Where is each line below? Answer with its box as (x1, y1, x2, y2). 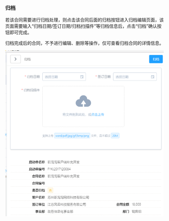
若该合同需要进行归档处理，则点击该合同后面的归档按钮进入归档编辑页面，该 (5, 17, 164, 23)
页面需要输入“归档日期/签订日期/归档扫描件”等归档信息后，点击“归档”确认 (5, 23, 157, 29)
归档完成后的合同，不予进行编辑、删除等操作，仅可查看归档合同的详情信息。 (5, 40, 164, 46)
